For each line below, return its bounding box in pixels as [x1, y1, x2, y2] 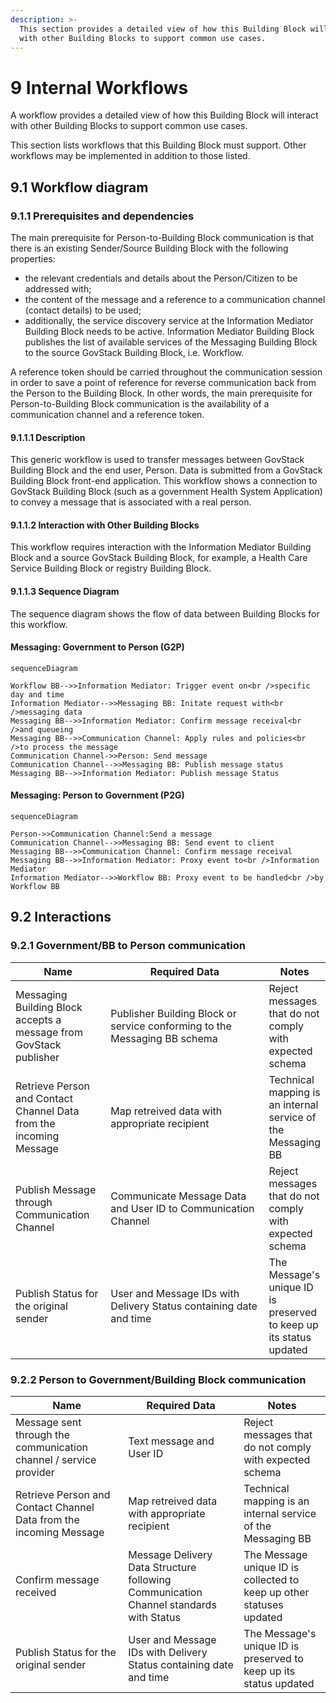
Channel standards [128, 1598, 217, 1611]
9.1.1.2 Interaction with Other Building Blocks [10, 519, 200, 531]
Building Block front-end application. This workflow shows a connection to [10, 475, 318, 487]
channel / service [15, 1453, 97, 1466]
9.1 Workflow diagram [10, 179, 149, 196]
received [15, 1586, 57, 1599]
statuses [243, 1598, 284, 1611]
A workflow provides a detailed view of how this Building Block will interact [10, 109, 319, 121]
